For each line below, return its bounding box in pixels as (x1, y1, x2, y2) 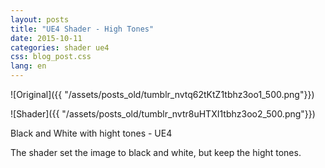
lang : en (10, 61, 47, 71)
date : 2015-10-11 (10, 33, 83, 43)
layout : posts (10, 14, 70, 25)
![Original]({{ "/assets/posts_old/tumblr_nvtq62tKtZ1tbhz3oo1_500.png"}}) (10, 89, 315, 100)
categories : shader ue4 (10, 42, 110, 53)
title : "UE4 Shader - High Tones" (10, 24, 155, 34)
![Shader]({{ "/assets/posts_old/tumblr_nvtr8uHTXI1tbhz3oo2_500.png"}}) (10, 108, 316, 120)
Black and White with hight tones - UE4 (10, 127, 173, 139)
